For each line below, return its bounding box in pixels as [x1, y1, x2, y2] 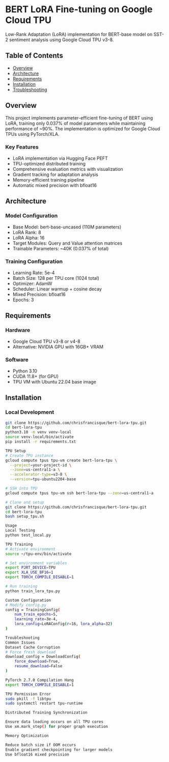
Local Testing [5, 528, 36, 533]
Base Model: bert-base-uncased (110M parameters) [12, 224, 121, 230]
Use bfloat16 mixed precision [5, 752, 70, 757]
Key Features [5, 143, 39, 151]
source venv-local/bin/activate [5, 434, 74, 439]
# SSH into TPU [5, 486, 38, 491]
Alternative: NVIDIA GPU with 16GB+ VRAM [12, 343, 103, 349]
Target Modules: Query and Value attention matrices [12, 240, 123, 246]
